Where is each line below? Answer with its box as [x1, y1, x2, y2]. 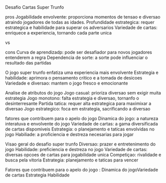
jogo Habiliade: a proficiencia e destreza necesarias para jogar [5, 131, 134, 137]
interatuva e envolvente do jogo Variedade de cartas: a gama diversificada [5, 121, 158, 126]
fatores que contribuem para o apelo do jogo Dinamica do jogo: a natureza [5, 115, 159, 121]
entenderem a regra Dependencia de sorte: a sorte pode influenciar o [5, 54, 148, 60]
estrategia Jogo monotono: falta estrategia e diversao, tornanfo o [5, 95, 140, 101]
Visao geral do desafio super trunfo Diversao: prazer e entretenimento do [5, 141, 156, 147]
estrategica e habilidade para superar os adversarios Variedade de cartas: [5, 24, 158, 30]
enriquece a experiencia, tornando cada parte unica [5, 30, 112, 35]
